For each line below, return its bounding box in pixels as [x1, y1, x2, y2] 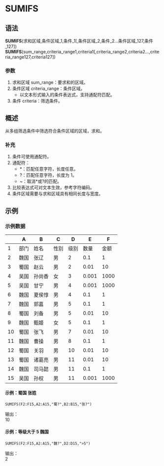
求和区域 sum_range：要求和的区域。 [12, 80, 88, 86]
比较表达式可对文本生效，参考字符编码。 [12, 185, 95, 190]
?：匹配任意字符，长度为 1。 [19, 172, 77, 178]
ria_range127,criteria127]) [5, 54, 56, 60]
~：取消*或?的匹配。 [19, 179, 62, 185]
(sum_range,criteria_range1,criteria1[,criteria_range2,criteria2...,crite [21, 49, 160, 54]
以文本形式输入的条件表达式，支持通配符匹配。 [19, 92, 115, 98]
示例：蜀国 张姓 [5, 389, 37, 396]
